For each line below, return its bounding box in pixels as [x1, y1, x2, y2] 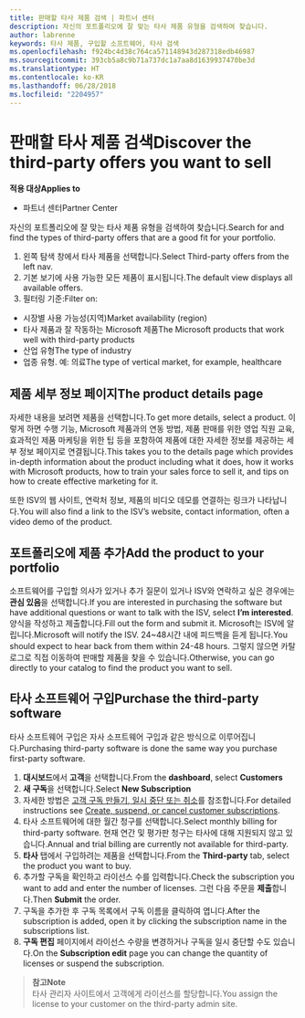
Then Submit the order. [32, 894, 121, 905]
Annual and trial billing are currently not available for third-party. [47, 838, 289, 849]
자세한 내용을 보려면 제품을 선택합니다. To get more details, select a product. [9, 412, 287, 423]
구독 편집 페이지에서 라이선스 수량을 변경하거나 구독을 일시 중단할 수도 [22, 936, 271, 947]
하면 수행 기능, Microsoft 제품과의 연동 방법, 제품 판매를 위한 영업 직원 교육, [26, 424, 295, 435]
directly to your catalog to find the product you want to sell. [9, 663, 233, 674]
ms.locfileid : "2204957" [9, 89, 104, 99]
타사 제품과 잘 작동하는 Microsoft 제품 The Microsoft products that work [22, 324, 285, 335]
